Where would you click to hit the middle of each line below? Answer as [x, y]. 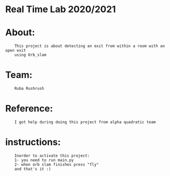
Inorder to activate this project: [52, 156]
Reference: [29, 109]
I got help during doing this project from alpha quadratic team [85, 122]
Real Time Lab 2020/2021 [61, 9]
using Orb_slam [31, 55]
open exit [16, 51]
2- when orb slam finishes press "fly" [57, 164]
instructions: [33, 142]
